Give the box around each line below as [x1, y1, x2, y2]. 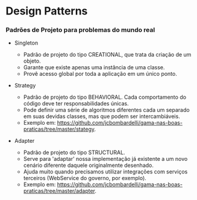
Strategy [14, 82, 36, 89]
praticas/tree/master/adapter [23, 187, 95, 195]
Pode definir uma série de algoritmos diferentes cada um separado [23, 107, 190, 114]
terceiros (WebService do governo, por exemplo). [23, 175, 147, 182]
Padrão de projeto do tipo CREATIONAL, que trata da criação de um [23, 51, 192, 58]
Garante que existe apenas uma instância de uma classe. [23, 64, 165, 71]
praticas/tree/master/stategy [23, 125, 95, 133]
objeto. [23, 57, 41, 64]
